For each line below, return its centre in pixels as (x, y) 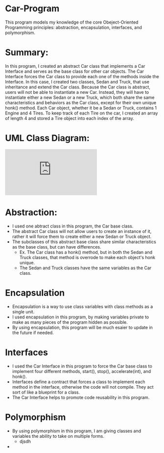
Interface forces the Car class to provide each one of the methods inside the (82, 76)
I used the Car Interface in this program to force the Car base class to (82, 366)
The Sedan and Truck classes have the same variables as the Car (85, 268)
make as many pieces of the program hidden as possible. (70, 322)
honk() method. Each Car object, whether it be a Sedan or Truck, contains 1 (81, 108)
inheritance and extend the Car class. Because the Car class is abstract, (78, 87)
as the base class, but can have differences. (57, 247)
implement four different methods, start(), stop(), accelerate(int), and (82, 371)
